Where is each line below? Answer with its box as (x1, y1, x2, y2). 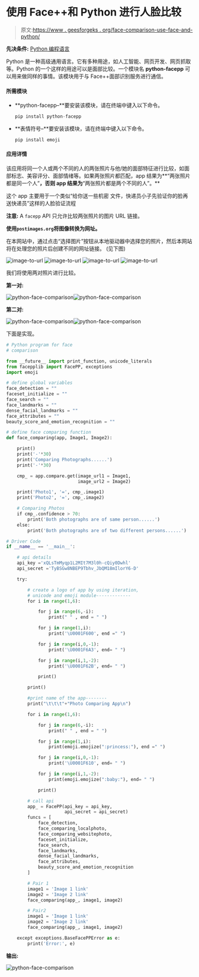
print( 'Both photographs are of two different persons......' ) (27, 527, 187, 534)
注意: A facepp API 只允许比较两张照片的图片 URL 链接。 (6, 212, 143, 220)
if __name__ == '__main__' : (6, 544, 76, 550)
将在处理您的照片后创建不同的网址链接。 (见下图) (6, 245, 126, 253)
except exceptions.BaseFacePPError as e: (17, 935, 120, 941)
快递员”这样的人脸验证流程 (11, 200, 76, 207)
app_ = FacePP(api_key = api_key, (27, 803, 113, 809)
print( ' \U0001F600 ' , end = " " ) (48, 631, 126, 636)
